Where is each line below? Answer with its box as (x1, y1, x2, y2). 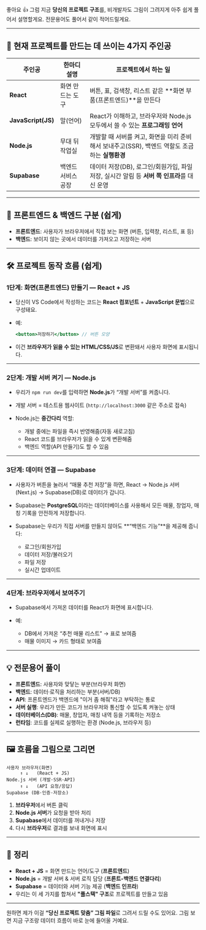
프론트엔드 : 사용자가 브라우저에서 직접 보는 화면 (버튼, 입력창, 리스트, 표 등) (15, 227, 194, 235)
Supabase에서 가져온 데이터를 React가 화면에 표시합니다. (15, 604, 153, 611)
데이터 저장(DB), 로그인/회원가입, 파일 (90, 162, 193, 171)
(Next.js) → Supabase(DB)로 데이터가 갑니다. (15, 488, 126, 496)
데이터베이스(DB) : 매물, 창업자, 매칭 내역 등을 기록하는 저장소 (15, 711, 161, 718)
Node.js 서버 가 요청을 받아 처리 (15, 808, 91, 816)
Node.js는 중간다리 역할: (15, 414, 75, 422)
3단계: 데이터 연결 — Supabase (6, 466, 96, 475)
